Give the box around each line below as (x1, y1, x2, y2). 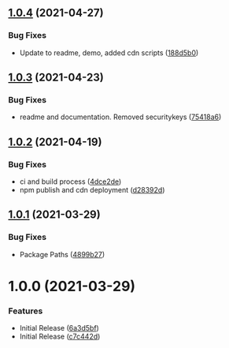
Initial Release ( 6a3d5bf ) (19, 324, 100, 333)
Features (8, 305, 43, 316)
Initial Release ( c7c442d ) (19, 331, 101, 342)
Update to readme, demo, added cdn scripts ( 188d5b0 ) (19, 47, 199, 58)
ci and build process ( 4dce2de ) (19, 177, 122, 186)
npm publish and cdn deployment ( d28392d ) (19, 185, 165, 195)
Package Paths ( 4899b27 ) (19, 249, 105, 259)
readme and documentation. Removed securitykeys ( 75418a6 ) (19, 112, 222, 122)
